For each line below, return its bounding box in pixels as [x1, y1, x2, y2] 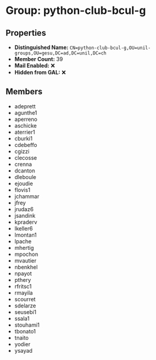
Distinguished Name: [14, 44, 69, 51]
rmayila [14, 289, 33, 296]
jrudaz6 [14, 205, 34, 212]
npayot [14, 270, 33, 277]
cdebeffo [14, 141, 37, 148]
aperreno [14, 116, 37, 123]
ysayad [14, 347, 33, 354]
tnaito [14, 334, 29, 341]
